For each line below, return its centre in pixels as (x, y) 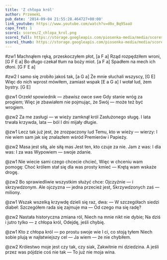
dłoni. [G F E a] (20, 67)
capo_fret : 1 (19, 28)
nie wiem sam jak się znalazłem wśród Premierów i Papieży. (66, 137)
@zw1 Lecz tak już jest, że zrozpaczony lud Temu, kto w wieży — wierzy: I (81, 132)
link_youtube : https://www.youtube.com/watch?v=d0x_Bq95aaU (69, 24)
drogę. (12, 172)
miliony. (13, 192)
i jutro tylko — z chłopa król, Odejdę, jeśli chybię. (55, 222)
